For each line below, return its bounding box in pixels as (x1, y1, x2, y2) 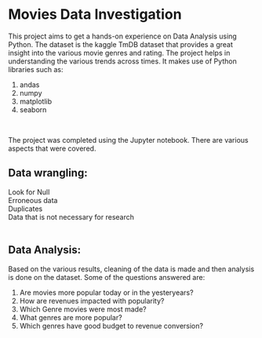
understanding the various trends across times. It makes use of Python (8, 56, 237, 66)
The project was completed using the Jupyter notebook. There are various (8, 135, 249, 144)
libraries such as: (8, 64, 64, 74)
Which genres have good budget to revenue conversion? (19, 321, 204, 330)
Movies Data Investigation (8, 5, 182, 24)
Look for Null (8, 187, 50, 197)
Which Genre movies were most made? (19, 304, 147, 314)
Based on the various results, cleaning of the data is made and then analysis (8, 264, 255, 274)
